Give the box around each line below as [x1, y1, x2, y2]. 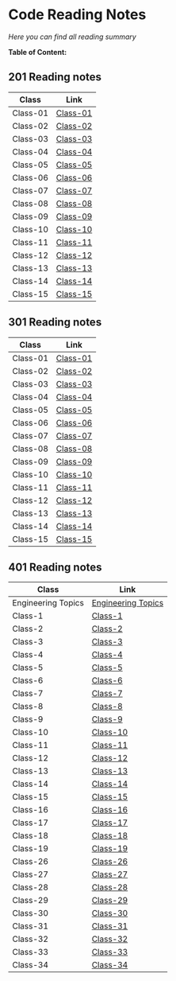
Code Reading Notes [8, 6, 147, 24]
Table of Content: [8, 47, 67, 56]
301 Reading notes [8, 316, 102, 329]
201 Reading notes [8, 70, 101, 84]
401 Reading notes [8, 560, 102, 574]
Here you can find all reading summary [8, 32, 136, 41]
